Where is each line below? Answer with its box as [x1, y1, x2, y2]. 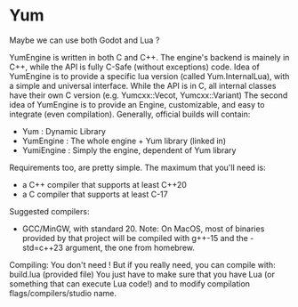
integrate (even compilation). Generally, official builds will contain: [9, 109, 251, 119]
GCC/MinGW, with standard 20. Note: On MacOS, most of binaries [21, 223, 265, 234]
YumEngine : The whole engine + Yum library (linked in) [21, 135, 227, 146]
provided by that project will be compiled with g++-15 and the [21, 232, 249, 243]
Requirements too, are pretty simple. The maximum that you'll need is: [9, 162, 266, 173]
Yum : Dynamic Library [21, 125, 107, 136]
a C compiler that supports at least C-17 [21, 189, 168, 199]
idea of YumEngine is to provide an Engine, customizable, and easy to [9, 99, 265, 109]
